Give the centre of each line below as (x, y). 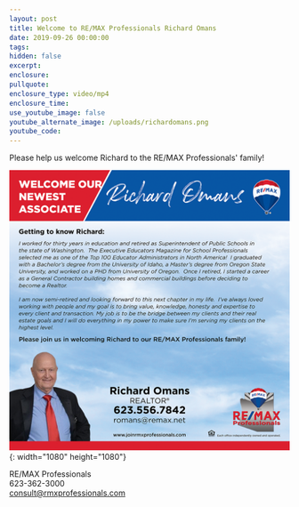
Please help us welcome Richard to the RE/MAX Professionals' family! (137, 158)
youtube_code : (36, 132)
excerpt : (25, 66)
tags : (19, 47)
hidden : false (36, 56)
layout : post (33, 19)
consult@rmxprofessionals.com (68, 493)
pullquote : (29, 84)
